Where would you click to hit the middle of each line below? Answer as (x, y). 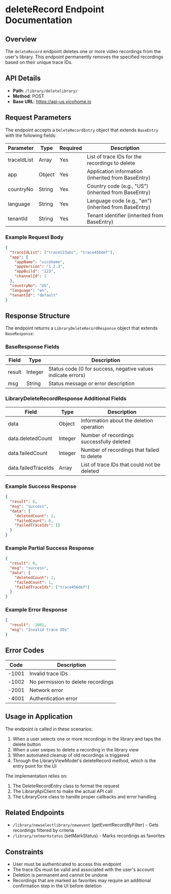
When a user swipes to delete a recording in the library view (76, 749)
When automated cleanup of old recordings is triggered (71, 755)
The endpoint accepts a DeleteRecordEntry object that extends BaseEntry (82, 130)
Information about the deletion (117, 420)
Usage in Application (39, 717)
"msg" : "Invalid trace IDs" (40, 630)
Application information (115, 171)
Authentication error (53, 698)
